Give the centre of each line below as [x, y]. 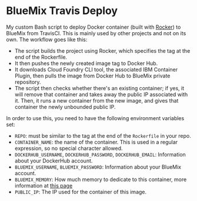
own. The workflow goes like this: [47, 39]
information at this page [44, 185]
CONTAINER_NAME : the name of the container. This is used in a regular [96, 142]
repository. [28, 82]
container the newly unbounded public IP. [65, 107]
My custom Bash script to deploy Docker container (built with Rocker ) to [94, 27]
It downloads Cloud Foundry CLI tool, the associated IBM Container [96, 69]
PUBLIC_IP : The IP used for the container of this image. [81, 192]
